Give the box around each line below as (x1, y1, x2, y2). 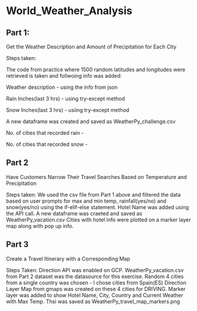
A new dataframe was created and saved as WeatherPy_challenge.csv (6, 118, 176, 125)
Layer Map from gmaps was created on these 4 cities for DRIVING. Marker (6, 285, 186, 292)
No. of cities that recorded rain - (6, 130, 84, 136)
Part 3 (6, 240, 29, 250)
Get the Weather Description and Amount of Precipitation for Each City (6, 43, 177, 50)
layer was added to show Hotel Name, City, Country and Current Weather (6, 292, 184, 299)
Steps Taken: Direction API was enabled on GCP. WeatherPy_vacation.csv (6, 266, 184, 273)
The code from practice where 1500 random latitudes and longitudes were (6, 66, 186, 73)
